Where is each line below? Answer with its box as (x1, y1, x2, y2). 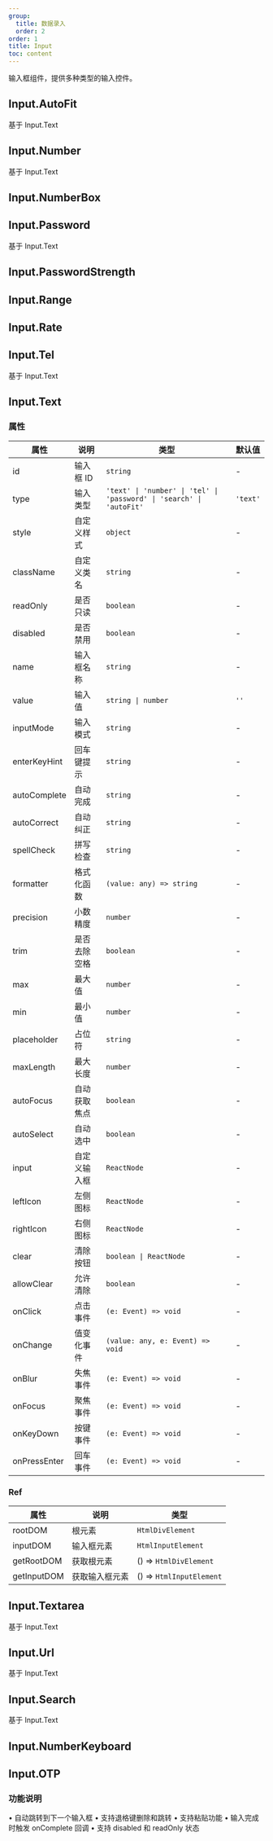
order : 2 (15, 27, 45, 35)
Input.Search (8, 1692, 76, 1707)
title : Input (8, 42, 53, 51)
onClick (12, 1305, 42, 1316)
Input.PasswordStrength (8, 266, 136, 279)
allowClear (12, 1278, 54, 1290)
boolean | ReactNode (105, 1251, 185, 1261)
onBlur (12, 1373, 38, 1384)
